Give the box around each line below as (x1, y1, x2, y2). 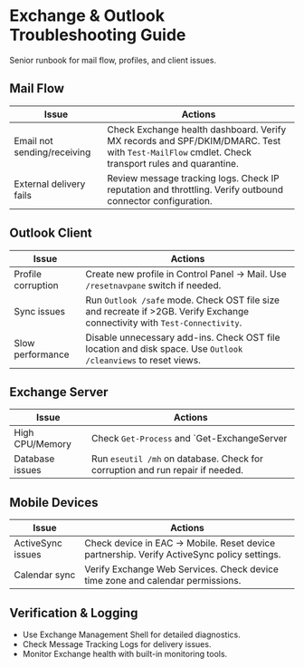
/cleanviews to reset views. (85, 353, 201, 366)
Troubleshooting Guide (9, 24, 186, 45)
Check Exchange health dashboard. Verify (107, 123, 287, 136)
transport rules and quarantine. (107, 157, 239, 169)
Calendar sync (14, 568, 76, 581)
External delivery (14, 178, 86, 190)
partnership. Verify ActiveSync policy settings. (84, 548, 281, 561)
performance (14, 348, 70, 361)
